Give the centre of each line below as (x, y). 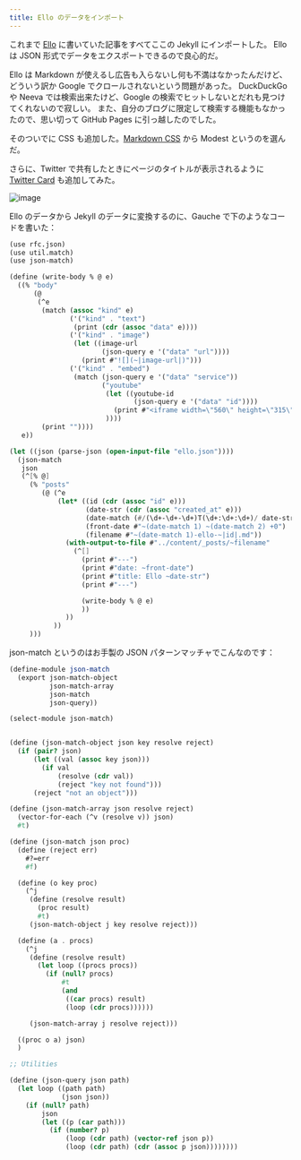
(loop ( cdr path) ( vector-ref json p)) (140, 1139)
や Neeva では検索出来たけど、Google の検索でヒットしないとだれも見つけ (147, 97)
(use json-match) (42, 261)
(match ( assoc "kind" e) (88, 310)
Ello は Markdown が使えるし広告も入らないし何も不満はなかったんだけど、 (149, 74)
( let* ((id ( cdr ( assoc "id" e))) (121, 502)
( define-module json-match (60, 669)
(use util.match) (42, 253)
